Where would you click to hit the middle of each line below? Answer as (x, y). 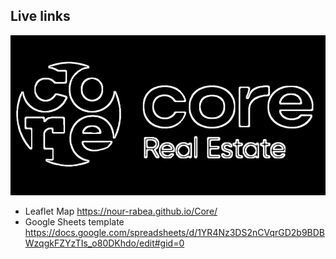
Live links (40, 16)
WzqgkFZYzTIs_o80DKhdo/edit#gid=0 (104, 243)
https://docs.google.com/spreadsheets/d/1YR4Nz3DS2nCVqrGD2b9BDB (175, 233)
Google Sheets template (74, 222)
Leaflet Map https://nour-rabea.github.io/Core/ (121, 211)
